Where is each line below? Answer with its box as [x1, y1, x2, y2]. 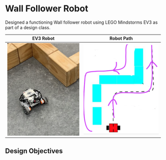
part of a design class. [5, 24, 51, 30]
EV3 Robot [32, 36, 55, 41]
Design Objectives [5, 147, 63, 155]
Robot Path [109, 36, 133, 41]
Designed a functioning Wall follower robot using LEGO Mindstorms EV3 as [5, 19, 158, 25]
